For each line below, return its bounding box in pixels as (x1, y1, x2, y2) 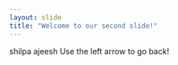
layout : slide (9, 12, 63, 22)
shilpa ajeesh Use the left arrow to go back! (9, 45, 170, 56)
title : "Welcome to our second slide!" (9, 21, 158, 30)
